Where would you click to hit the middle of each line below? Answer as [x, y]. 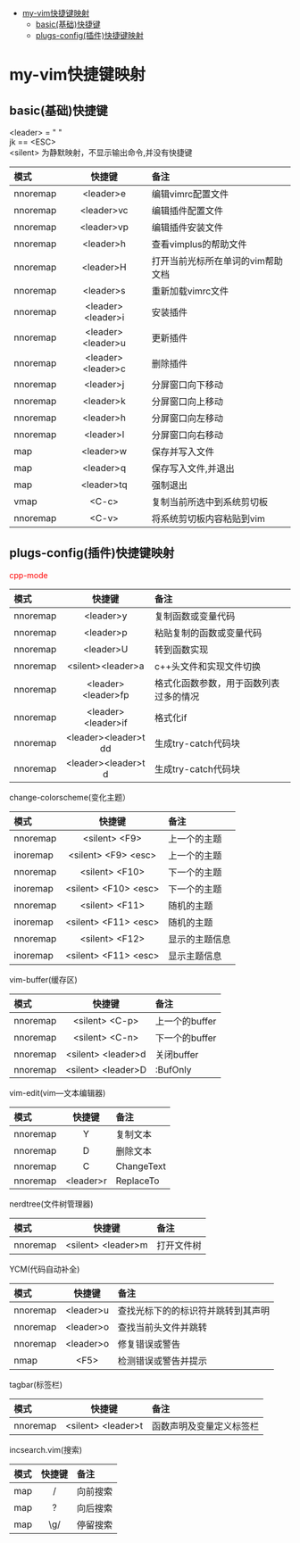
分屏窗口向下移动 [187, 385]
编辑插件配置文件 [187, 211]
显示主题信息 [195, 956]
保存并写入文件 [183, 452]
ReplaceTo [137, 1181]
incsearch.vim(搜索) [46, 1449]
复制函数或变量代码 [195, 616]
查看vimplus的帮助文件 [199, 244]
